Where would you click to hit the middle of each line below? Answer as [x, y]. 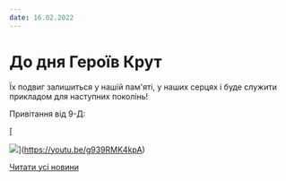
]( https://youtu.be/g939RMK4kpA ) [82, 150]
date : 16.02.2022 [42, 17]
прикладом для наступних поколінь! [79, 96]
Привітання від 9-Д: [48, 114]
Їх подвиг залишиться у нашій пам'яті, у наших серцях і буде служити [143, 87]
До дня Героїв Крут [86, 61]
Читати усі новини [44, 167]
